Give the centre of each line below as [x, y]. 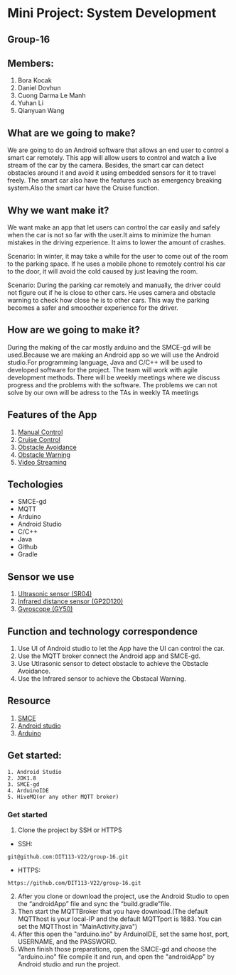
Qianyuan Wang [41, 111]
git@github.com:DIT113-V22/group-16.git [68, 857]
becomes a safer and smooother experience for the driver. [93, 308]
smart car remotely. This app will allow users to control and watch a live [112, 158]
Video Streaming [42, 462]
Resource [29, 701]
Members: [31, 63]
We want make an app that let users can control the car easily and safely [114, 227]
